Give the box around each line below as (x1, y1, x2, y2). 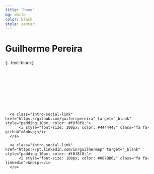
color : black (5, 17, 33, 22)
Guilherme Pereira (5, 43, 83, 54)
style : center (5, 21, 35, 27)
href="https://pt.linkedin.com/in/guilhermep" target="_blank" (5, 147, 141, 152)
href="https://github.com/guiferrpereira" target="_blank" (5, 116, 132, 121)
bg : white (5, 12, 26, 17)
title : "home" (5, 7, 35, 13)
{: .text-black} (5, 60, 34, 66)
